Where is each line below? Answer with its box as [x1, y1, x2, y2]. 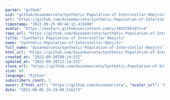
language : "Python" [5, 73, 47, 78]
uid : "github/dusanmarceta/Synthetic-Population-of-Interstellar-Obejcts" [5, 12, 166, 17]
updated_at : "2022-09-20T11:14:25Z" [5, 59, 82, 64]
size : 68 [5, 69, 24, 74]
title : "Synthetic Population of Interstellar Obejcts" [5, 36, 125, 41]
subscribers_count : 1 [5, 78, 51, 83]
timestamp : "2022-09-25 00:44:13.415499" [5, 21, 94, 27]
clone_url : [5, 64, 28, 69]
